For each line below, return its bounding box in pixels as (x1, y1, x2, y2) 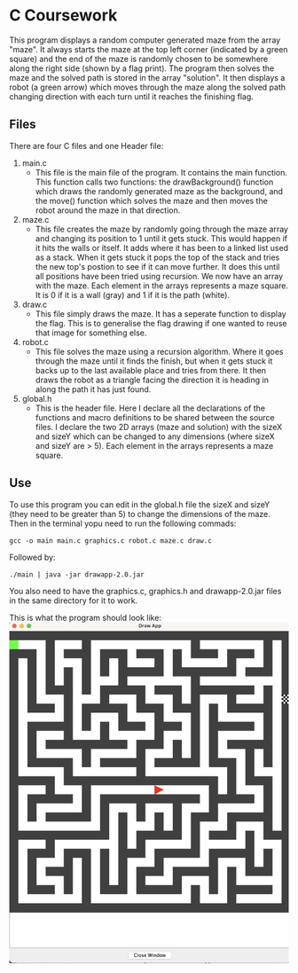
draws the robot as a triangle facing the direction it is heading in (35, 374, 269, 385)
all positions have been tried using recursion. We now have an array (35, 271, 284, 281)
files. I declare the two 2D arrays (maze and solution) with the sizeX (35, 421, 283, 432)
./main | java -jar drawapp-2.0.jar (9, 569, 145, 579)
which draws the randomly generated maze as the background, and (35, 185, 284, 196)
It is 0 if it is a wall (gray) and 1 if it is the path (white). (35, 289, 231, 300)
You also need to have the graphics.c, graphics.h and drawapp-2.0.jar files (9, 585, 282, 596)
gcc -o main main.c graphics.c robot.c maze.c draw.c (9, 536, 213, 545)
